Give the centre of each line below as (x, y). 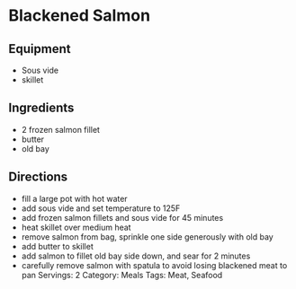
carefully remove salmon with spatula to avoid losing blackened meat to (154, 265)
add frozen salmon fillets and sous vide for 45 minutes (122, 217)
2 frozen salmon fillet (61, 129)
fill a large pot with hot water (74, 198)
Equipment (40, 49)
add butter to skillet (57, 246)
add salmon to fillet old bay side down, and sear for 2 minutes (136, 256)
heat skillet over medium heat (76, 227)
